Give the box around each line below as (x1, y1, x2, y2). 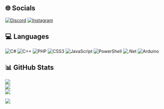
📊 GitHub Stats (5, 63, 54, 72)
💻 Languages (5, 32, 49, 41)
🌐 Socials (5, 4, 36, 12)
